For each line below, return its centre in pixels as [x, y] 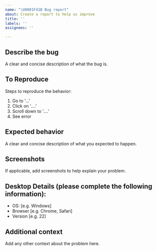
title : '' [15, 19]
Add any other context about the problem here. [53, 243]
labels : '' [16, 23]
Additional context [34, 232]
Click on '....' [24, 106]
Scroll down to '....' [31, 111]
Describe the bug [32, 52]
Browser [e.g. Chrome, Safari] [42, 211]
